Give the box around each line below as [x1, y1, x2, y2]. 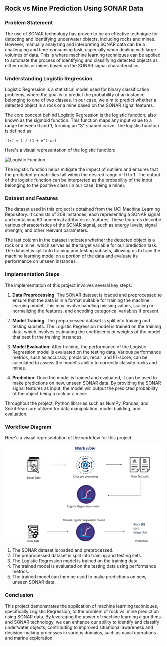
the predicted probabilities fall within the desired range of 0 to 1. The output [5, 171, 161, 177]
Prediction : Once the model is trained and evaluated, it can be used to [12, 374, 157, 380]
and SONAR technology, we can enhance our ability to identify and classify [5, 619, 160, 625]
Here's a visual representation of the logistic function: [5, 147, 116, 153]
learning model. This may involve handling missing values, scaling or [12, 302, 154, 308]
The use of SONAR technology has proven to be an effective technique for [5, 30, 158, 37]
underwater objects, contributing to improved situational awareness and [5, 624, 153, 630]
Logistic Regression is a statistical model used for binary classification [5, 86, 150, 92]
